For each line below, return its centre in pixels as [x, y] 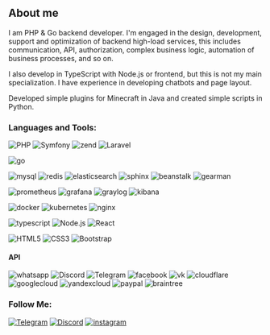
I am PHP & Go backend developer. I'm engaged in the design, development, [135, 32]
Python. [21, 106]
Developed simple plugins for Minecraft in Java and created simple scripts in [135, 98]
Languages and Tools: [52, 127]
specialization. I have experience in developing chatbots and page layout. [130, 82]
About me [33, 13]
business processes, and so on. [61, 58]
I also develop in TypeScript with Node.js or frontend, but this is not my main [135, 74]
